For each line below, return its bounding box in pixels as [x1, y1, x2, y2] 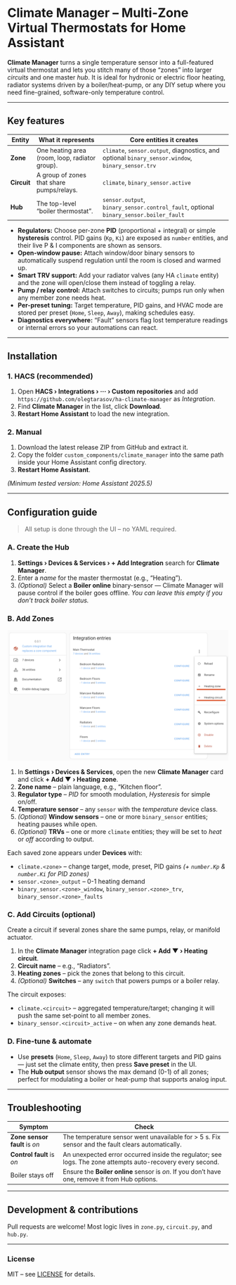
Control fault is [10, 1150, 55, 1158]
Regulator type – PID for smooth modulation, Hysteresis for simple [17, 790, 211, 799]
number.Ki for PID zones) [17, 870, 90, 878]
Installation [7, 350, 58, 362]
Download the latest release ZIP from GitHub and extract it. [17, 443, 188, 452]
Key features [7, 115, 65, 127]
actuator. [7, 933, 33, 942]
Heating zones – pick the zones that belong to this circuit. [17, 969, 185, 977]
